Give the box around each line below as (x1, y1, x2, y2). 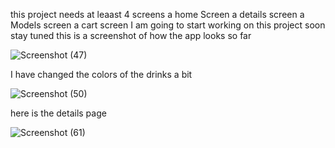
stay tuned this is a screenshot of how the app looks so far (10, 30, 252, 41)
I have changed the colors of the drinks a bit (10, 69, 193, 80)
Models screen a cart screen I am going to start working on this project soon (10, 19, 326, 31)
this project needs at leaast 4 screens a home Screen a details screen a (10, 9, 305, 20)
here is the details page (10, 107, 107, 119)
